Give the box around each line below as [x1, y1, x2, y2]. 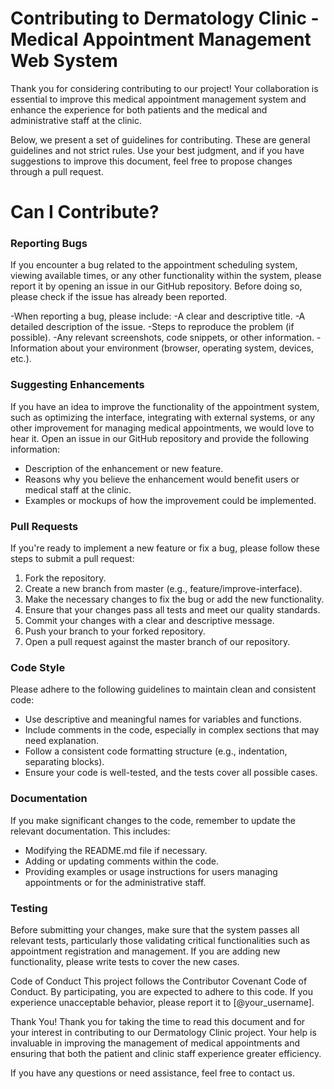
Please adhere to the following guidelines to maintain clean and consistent [10, 683, 317, 696]
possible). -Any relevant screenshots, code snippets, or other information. [10, 332, 315, 344]
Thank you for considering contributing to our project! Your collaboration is [10, 82, 319, 94]
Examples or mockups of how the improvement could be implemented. [24, 494, 317, 506]
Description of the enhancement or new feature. [24, 462, 224, 474]
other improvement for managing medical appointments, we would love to [10, 422, 315, 434]
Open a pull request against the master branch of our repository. [24, 636, 291, 648]
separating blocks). [24, 756, 105, 768]
